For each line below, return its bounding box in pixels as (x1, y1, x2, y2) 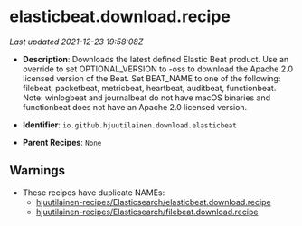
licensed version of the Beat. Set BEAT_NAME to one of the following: (22, 72, 281, 83)
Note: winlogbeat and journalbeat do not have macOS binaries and (22, 92, 271, 103)
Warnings (9, 163, 66, 178)
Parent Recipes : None (22, 137, 102, 147)
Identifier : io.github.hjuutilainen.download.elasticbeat (22, 119, 237, 130)
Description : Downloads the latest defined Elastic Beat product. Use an (22, 53, 289, 64)
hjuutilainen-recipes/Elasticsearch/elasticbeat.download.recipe (35, 196, 271, 207)
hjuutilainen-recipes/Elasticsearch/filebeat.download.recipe (35, 206, 259, 217)
